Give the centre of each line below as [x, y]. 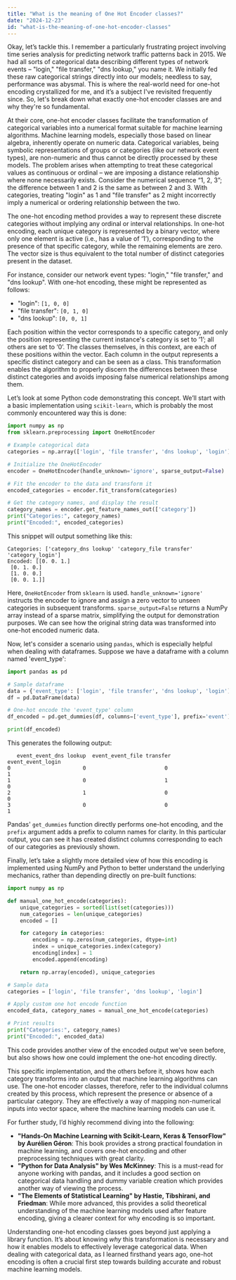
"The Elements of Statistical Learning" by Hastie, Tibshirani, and [114, 1196]
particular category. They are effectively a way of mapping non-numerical [114, 1101]
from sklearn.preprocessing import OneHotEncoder [81, 433]
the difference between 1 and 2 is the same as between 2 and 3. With [107, 188]
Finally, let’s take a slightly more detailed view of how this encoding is [108, 860]
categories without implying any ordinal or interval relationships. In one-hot [116, 224]
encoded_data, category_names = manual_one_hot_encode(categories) [108, 1011]
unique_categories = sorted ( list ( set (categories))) [97, 908]
